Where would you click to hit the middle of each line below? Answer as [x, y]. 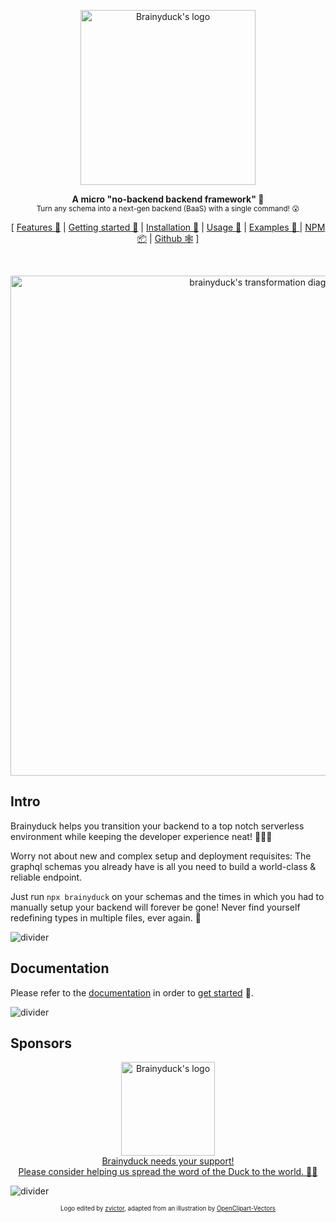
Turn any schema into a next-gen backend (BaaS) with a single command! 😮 [168, 209]
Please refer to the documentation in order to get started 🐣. [132, 992]
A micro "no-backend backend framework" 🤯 [168, 199]
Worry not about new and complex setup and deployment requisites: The [161, 856]
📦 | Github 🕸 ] [168, 238]
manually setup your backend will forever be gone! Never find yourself [155, 907]
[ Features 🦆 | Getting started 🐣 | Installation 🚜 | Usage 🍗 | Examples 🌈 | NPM [168, 227]
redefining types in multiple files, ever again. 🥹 [106, 917]
